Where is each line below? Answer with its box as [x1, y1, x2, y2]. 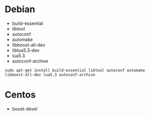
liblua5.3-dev [12, 47, 40, 53]
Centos [5, 89, 36, 101]
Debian [5, 4, 35, 15]
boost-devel [12, 105, 37, 112]
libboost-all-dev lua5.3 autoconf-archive [5, 72, 95, 77]
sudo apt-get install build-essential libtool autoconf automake [5, 67, 145, 73]
